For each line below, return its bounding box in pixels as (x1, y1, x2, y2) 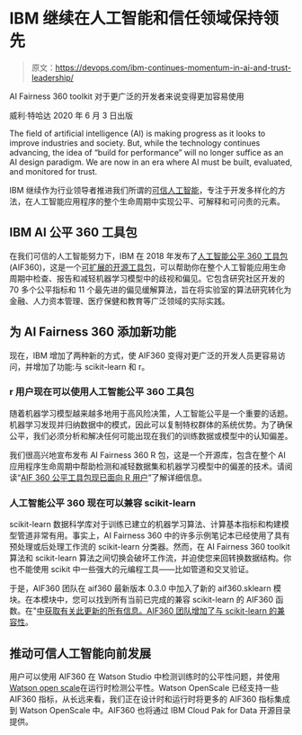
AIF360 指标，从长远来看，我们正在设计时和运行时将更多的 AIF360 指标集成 (9, 694, 290, 704)
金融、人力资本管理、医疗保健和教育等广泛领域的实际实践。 (9, 295, 230, 306)
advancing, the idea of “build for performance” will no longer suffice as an (9, 147, 284, 157)
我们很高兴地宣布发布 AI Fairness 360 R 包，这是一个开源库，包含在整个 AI (9, 449, 286, 460)
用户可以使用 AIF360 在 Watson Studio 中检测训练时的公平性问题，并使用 (9, 671, 280, 682)
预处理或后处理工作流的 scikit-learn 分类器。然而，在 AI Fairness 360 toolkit (9, 542, 290, 552)
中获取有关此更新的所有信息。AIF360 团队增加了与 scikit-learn (36, 605, 268, 616)
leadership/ (31, 72, 75, 83)
